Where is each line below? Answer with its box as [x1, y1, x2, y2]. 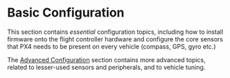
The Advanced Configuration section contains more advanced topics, [7, 55, 206, 64]
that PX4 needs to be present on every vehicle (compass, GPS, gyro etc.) [7, 42, 216, 50]
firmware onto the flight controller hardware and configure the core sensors [7, 35, 224, 43]
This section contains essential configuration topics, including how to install [7, 28, 224, 36]
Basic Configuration [7, 5, 125, 21]
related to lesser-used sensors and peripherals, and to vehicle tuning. [7, 63, 206, 71]
